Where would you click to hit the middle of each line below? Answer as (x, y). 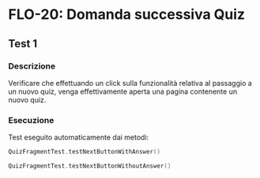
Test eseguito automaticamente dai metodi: (79, 137)
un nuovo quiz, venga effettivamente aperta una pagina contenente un (123, 91)
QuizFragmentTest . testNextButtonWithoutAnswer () (90, 166)
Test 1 (23, 44)
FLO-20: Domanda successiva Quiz (127, 15)
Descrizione (32, 66)
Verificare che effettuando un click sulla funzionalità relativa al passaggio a (130, 83)
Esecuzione (31, 120)
